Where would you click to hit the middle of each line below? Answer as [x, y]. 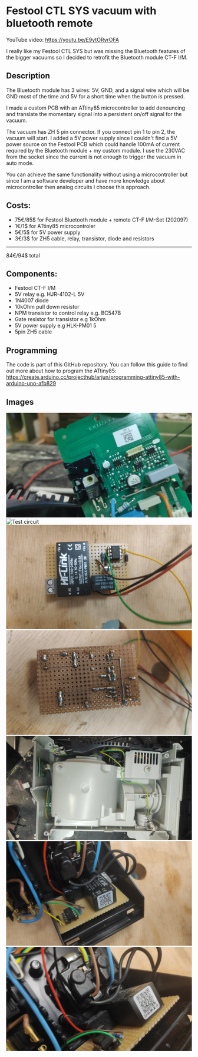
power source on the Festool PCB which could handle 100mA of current [93, 144]
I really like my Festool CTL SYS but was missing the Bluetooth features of [96, 51]
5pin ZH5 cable [33, 332]
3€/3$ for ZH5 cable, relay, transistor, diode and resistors [84, 238]
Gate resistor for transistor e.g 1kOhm [60, 319]
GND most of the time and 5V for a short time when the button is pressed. [96, 96]
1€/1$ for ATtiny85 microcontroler [55, 226]
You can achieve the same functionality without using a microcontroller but [97, 174]
